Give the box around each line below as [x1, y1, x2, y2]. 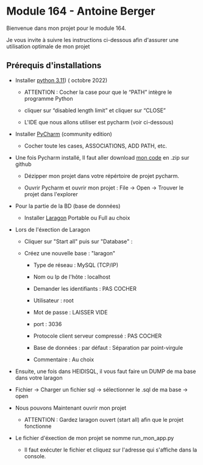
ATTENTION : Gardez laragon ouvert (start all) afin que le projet [24, 416, 184, 423]
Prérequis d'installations [6, 60, 102, 71]
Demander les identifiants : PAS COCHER [33, 285, 137, 292]
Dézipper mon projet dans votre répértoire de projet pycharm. [24, 172, 180, 179]
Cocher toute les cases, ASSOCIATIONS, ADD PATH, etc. [24, 142, 168, 149]
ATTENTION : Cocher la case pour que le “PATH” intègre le [24, 88, 173, 96]
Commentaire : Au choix [33, 355, 94, 363]
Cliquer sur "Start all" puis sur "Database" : [24, 238, 133, 245]
